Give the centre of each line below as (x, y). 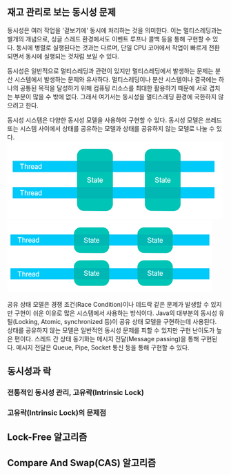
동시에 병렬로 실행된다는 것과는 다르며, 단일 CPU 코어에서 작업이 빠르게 (112, 48)
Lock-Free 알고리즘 (47, 437)
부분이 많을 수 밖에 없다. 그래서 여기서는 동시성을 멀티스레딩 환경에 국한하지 (115, 97)
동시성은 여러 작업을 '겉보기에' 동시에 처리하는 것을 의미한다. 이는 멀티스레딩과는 (115, 30)
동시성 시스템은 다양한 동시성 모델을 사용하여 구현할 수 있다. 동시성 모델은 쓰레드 (115, 120)
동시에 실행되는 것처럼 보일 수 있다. (72, 56)
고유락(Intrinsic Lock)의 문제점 (57, 413)
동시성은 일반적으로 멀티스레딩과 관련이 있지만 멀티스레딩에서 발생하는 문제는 (110, 70)
